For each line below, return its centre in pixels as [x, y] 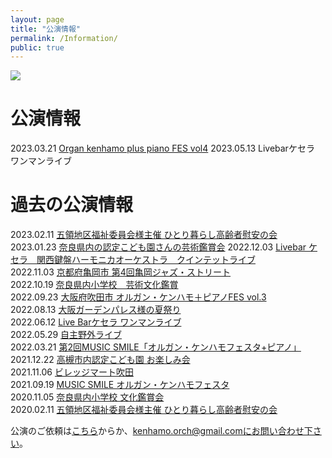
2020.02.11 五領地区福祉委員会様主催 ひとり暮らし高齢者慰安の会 [144, 410]
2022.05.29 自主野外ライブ [66, 335]
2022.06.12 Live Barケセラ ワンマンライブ [96, 322]
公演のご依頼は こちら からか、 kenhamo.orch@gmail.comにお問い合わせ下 [161, 431]
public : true [37, 47]
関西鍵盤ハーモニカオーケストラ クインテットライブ [146, 260]
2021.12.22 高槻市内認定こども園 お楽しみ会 [100, 360]
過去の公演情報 [72, 205]
